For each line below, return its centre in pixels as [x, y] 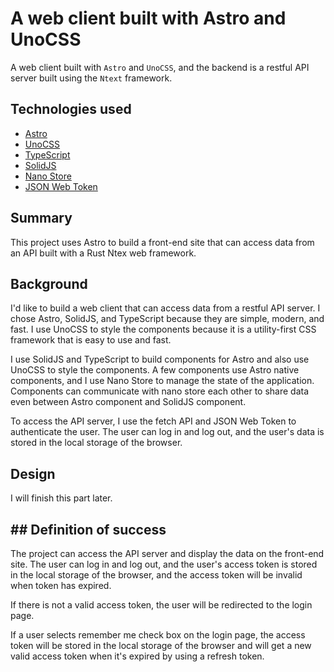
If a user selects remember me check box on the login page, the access [158, 635]
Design [33, 473]
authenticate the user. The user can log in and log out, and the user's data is [167, 432]
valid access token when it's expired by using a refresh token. [137, 656]
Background [49, 283]
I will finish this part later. [61, 498]
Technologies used [71, 109]
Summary [41, 218]
